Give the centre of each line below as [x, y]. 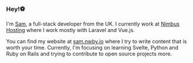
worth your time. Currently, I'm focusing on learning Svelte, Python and [92, 48]
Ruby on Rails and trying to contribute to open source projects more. [89, 54]
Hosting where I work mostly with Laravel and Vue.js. [71, 30]
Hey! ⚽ [16, 9]
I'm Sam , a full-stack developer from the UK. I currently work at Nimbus [93, 24]
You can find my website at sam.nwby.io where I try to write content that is [96, 41]
